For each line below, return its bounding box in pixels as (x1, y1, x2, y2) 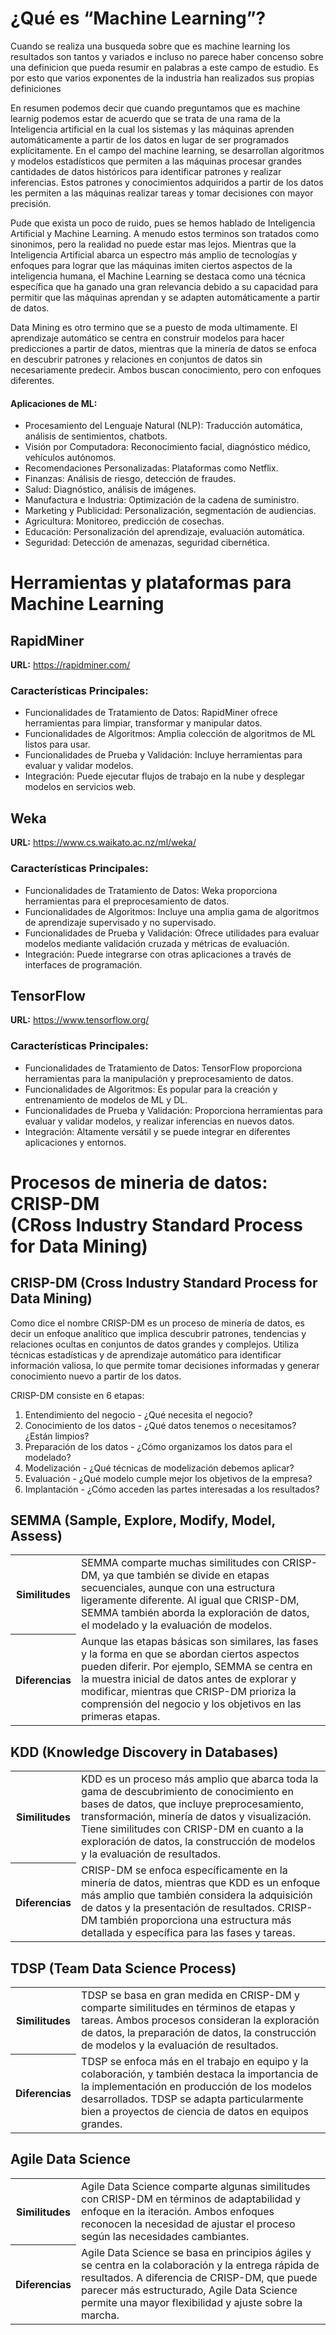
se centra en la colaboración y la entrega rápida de (81, 2258, 320, 2272)
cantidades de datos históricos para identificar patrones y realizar (10, 165, 282, 177)
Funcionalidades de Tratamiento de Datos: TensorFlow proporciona (24, 1062, 303, 1074)
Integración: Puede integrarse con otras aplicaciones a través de (24, 948, 292, 960)
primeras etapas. (81, 1710, 161, 1724)
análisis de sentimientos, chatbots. (24, 430, 168, 442)
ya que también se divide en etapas (102, 1568, 270, 1582)
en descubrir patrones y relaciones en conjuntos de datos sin (10, 353, 263, 365)
